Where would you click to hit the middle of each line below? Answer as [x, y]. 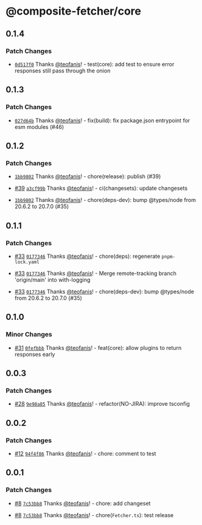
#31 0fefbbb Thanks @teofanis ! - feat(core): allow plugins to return [98, 347]
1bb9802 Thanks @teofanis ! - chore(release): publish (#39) [88, 176]
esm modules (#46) [39, 127]
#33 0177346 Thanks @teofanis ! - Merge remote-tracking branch [96, 273]
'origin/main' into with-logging [52, 280]
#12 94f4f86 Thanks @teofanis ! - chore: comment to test [85, 454]
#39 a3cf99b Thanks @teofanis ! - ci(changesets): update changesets [101, 188]
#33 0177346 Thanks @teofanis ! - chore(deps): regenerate [87, 256]
